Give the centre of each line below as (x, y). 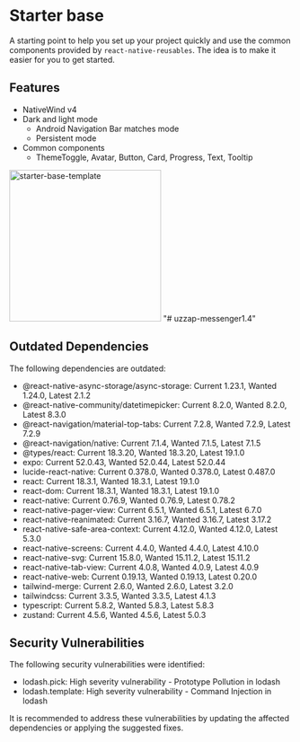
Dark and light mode (60, 119)
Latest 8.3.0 (44, 414)
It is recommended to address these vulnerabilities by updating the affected (150, 719)
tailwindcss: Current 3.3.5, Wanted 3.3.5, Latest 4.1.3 (119, 596)
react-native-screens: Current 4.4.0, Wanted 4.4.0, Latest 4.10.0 (140, 548)
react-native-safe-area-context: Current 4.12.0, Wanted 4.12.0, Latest (150, 529)
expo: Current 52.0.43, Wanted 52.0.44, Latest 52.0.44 (124, 462)
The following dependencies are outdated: (88, 368)
